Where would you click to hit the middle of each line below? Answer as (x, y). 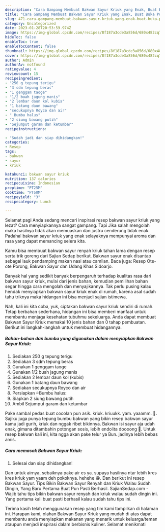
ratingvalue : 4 (21, 70)
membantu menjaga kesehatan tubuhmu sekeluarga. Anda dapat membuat (81, 317)
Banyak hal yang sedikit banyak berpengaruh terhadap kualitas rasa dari (78, 276)
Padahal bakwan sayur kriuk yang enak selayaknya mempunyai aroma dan (80, 236)
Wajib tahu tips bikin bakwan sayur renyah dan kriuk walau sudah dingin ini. (82, 494)
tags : (11, 152)
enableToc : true (22, 42)
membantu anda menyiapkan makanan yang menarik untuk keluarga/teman (81, 519)
